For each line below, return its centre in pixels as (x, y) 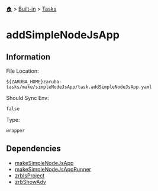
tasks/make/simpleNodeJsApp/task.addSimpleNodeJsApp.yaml (79, 87)
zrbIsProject (30, 175)
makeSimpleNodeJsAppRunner (53, 169)
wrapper (16, 131)
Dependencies (33, 149)
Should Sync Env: (28, 98)
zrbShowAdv (30, 182)
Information (28, 56)
